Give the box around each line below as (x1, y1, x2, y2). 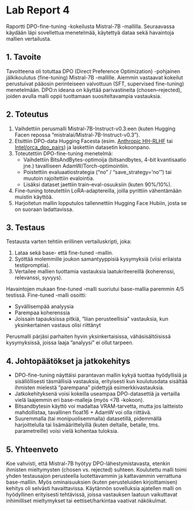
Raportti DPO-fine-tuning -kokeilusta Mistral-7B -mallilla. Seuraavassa (6, 23, 175, 30)
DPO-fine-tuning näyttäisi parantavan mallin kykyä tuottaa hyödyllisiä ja (14, 372, 187, 379)
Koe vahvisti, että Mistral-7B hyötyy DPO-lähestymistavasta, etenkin (6, 460, 171, 467)
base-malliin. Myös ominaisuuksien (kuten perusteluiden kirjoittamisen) (6, 478, 178, 485)
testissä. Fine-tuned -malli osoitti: (6, 292, 87, 299)
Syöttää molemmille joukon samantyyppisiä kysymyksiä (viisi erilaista (14, 255, 182, 263)
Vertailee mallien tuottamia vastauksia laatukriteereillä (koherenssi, (14, 268, 175, 275)
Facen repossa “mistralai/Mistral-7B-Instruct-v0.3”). (14, 131, 140, 138)
